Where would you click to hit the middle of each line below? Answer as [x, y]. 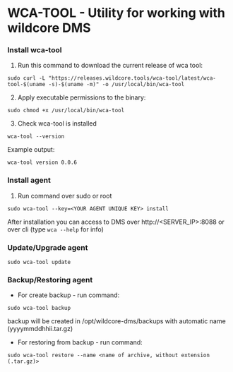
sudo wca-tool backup [39, 308]
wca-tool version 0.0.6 [42, 163]
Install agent [29, 180]
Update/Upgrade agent [48, 247]
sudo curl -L [26, 78]
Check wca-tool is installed [57, 124]
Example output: [31, 150]
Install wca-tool [35, 50]
